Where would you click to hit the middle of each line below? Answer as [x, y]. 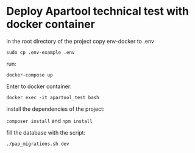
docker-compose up [30, 75]
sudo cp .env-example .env [41, 52]
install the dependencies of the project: [55, 109]
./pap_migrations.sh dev [38, 144]
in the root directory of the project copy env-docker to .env [80, 41]
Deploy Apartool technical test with [98, 11]
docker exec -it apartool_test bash [53, 97]
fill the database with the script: [46, 132]
